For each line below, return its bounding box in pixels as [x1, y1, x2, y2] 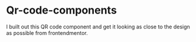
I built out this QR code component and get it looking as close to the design [6, 23, 190, 30]
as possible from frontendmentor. [6, 29, 88, 36]
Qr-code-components [6, 4, 117, 17]
